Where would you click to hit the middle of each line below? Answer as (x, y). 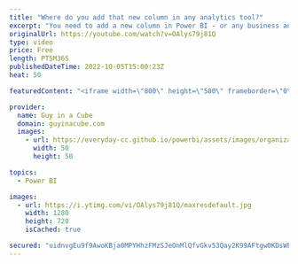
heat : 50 (25, 75)
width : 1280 (47, 214)
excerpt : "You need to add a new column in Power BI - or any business (144, 26)
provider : (27, 107)
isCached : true (53, 230)
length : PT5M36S (39, 58)
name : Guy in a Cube (55, 115)
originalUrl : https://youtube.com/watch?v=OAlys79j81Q (113, 34)
